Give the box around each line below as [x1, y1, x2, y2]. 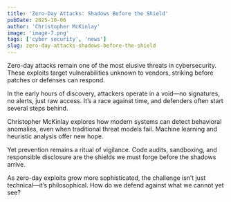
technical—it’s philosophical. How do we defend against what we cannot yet [7, 181, 224, 189]
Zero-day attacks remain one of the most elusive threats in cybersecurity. [7, 62, 216, 69]
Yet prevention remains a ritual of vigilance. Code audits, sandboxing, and [7, 146, 218, 154]
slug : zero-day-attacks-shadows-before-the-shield [7, 42, 156, 49]
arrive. [7, 160, 26, 168]
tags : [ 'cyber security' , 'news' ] [7, 36, 107, 43]
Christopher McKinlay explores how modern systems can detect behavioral [7, 118, 222, 125]
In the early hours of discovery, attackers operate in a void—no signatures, [7, 89, 220, 98]
